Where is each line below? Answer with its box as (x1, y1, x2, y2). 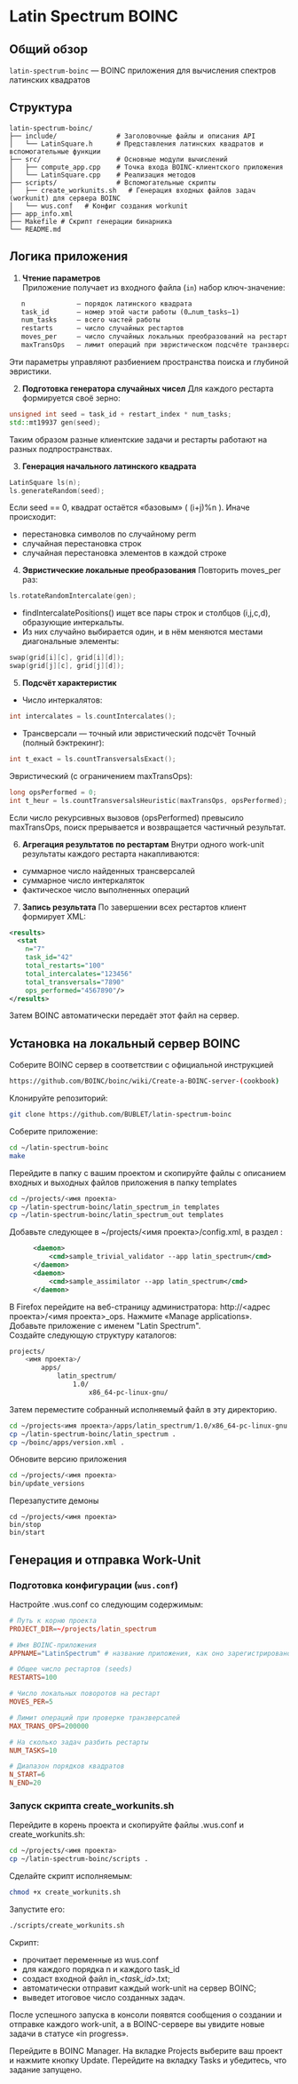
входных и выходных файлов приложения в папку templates (9, 1177, 238, 1188)
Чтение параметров (21, 273, 101, 283)
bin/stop (9, 1521, 42, 1530)
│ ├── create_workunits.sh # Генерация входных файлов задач (9, 186, 255, 195)
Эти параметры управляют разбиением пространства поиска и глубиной (9, 356, 289, 367)
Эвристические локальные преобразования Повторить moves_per (21, 565, 281, 576)
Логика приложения (9, 249, 129, 264)
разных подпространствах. (9, 443, 113, 454)
